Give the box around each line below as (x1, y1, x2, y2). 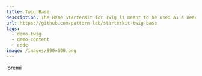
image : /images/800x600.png (6, 48, 77, 54)
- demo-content (11, 37, 50, 42)
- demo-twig (11, 31, 42, 37)
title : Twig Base (6, 8, 50, 15)
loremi (6, 64, 22, 71)
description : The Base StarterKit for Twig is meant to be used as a (6, 14, 185, 20)
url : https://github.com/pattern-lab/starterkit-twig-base (6, 20, 158, 26)
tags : (6, 25, 20, 32)
